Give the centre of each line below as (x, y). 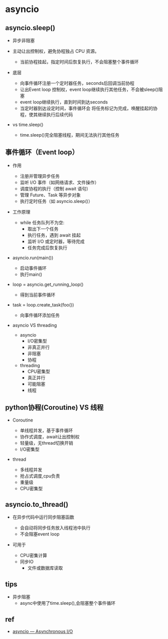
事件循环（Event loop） (42, 152)
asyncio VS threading (35, 325)
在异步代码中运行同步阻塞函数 (43, 517)
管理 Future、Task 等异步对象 (50, 195)
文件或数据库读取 (45, 568)
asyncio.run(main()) (33, 258)
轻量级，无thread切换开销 (47, 443)
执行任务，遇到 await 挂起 (54, 235)
